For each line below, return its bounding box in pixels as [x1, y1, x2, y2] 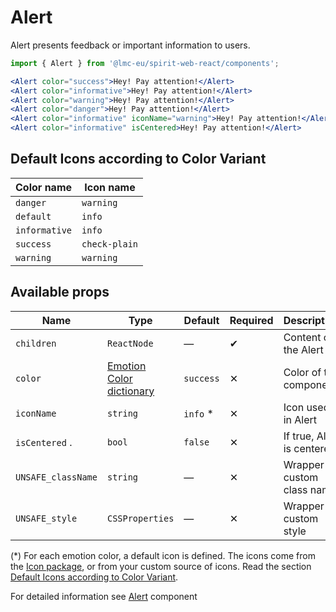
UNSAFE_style [15, 512, 78, 524]
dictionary [106, 384, 155, 398]
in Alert [283, 412, 317, 426]
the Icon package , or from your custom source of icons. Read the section [10, 560, 312, 572]
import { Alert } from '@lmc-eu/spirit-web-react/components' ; [10, 58, 280, 68]
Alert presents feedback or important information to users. [10, 39, 251, 51]
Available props [10, 284, 110, 301]
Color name [15, 180, 73, 194]
